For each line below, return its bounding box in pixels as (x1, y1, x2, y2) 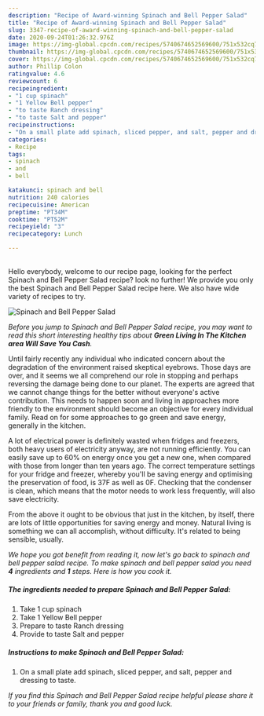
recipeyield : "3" (8, 223, 65, 231)
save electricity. (8, 495, 60, 503)
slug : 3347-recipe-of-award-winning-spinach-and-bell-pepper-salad (8, 26, 234, 34)
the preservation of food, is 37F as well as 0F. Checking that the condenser (8, 478, 252, 487)
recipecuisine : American (8, 201, 90, 209)
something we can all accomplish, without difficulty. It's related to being (8, 527, 241, 535)
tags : (8, 150, 26, 158)
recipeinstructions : (8, 121, 76, 129)
